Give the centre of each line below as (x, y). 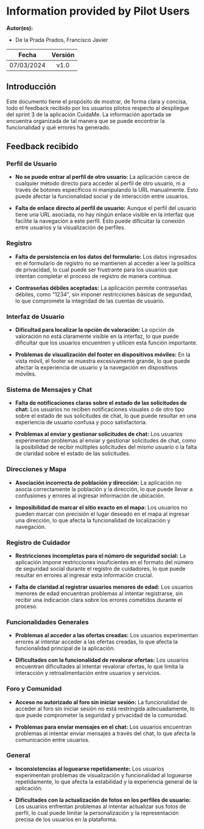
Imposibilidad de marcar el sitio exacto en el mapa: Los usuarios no (101, 507)
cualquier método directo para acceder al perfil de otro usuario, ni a (100, 183)
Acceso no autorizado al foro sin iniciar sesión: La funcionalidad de (101, 702)
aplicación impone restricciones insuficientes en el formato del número (104, 562)
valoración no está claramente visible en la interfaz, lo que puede (97, 337)
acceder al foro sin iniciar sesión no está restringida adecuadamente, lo (105, 708)
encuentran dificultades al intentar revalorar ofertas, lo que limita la (99, 666)
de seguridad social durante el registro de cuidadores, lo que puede (100, 568)
